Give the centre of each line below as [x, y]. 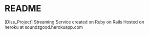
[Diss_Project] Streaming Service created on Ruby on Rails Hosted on [74, 22]
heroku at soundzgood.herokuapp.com [44, 27]
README [23, 9]
